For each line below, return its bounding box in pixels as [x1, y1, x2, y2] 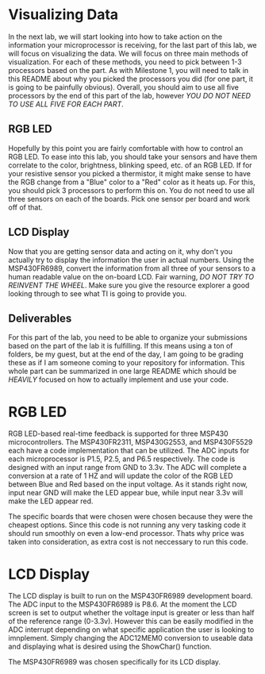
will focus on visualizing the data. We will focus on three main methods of [8, 48, 248, 58]
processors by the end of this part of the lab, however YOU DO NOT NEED [8, 91, 252, 100]
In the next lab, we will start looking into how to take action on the [8, 32, 223, 41]
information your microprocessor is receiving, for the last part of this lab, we [8, 40, 257, 49]
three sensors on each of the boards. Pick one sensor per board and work [8, 194, 251, 203]
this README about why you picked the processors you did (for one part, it [8, 74, 254, 83]
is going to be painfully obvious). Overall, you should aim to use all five [8, 82, 240, 92]
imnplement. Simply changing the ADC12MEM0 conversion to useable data [8, 634, 254, 643]
